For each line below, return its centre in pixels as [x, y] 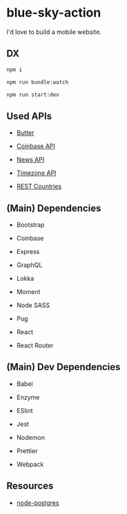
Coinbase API [36, 146]
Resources [30, 486]
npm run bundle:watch [38, 82]
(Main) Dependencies [54, 208]
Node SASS [33, 305]
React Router [35, 345]
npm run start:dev [33, 95]
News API [30, 160]
